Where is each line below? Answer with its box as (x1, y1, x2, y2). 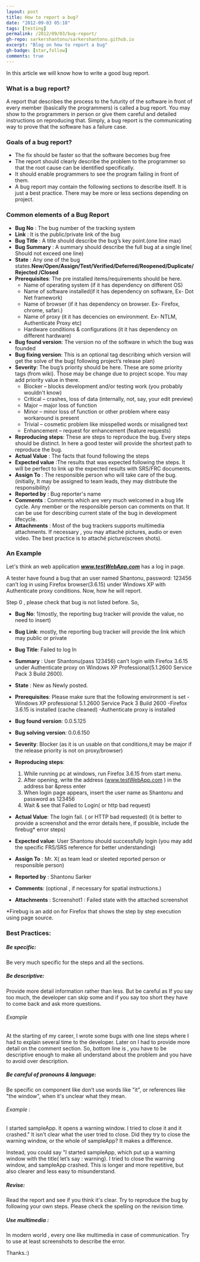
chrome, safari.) (23, 306, 63, 313)
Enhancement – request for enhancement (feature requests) (23, 427, 171, 434)
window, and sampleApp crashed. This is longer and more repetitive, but (6, 1161, 184, 1168)
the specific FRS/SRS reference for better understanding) (14, 844, 156, 851)
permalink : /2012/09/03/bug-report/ (6, 31, 97, 37)
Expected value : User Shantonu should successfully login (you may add (14, 837, 192, 844)
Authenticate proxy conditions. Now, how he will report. (6, 587, 142, 594)
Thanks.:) (6, 1249, 30, 1256)
